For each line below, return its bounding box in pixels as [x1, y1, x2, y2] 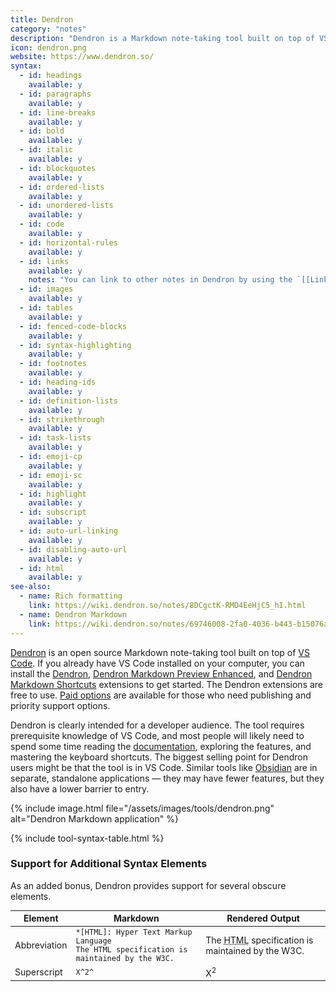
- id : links [19, 256, 70, 266]
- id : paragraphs [19, 89, 92, 99]
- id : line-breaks [19, 107, 97, 118]
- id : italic [19, 145, 74, 155]
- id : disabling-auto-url [19, 544, 128, 555]
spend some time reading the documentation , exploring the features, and [10, 740, 312, 752]
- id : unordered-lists [19, 201, 114, 211]
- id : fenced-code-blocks [19, 321, 128, 331]
